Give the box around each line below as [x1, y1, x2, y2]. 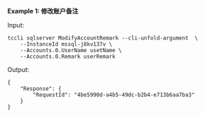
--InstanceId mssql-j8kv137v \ [20, 41, 113, 48]
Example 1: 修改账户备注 [7, 7, 79, 15]
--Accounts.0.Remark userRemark [20, 53, 116, 60]
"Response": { [20, 85, 62, 92]
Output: [7, 66, 30, 73]
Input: [7, 21, 25, 29]
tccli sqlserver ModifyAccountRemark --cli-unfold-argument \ [7, 35, 199, 42]
